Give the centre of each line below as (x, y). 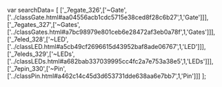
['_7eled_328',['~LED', (38, 39)
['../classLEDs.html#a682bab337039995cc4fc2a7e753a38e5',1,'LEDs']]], (110, 61)
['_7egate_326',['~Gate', (93, 10)
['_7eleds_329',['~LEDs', (41, 54)
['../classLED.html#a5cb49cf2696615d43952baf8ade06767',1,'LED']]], (107, 47)
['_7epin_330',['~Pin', (37, 69)
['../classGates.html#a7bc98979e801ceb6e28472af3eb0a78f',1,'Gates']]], (111, 32)
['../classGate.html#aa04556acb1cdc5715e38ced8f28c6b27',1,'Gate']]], (108, 17)
